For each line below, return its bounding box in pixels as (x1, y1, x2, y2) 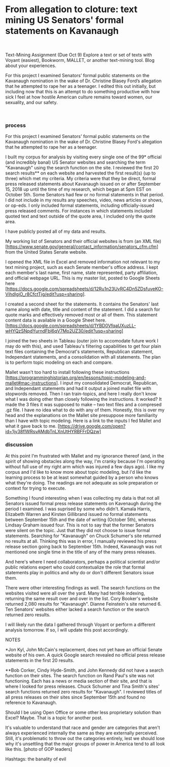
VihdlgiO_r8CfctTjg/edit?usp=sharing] (5, 291, 85, 297)
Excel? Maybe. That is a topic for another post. (5, 714, 103, 721)
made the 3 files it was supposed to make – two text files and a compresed (5, 402, 162, 408)
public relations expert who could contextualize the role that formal (5, 564, 146, 570)
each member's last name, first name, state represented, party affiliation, (5, 270, 158, 276)
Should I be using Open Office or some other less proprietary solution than (5, 709, 161, 715)
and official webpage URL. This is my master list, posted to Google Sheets (5, 275, 160, 281)
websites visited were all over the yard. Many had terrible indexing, (5, 590, 146, 596)
